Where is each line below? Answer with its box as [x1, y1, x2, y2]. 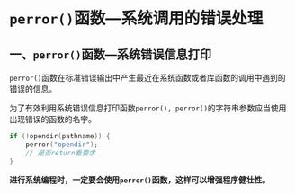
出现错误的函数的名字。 [9, 114, 96, 124]
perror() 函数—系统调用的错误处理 [9, 8, 264, 29]
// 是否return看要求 [25, 148, 96, 157]
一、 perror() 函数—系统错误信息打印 [9, 47, 211, 62]
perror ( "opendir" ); [25, 140, 99, 149]
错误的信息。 [9, 84, 57, 94]
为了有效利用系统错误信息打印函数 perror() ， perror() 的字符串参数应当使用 [9, 102, 287, 113]
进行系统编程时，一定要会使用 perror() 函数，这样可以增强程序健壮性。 [9, 174, 271, 185]
